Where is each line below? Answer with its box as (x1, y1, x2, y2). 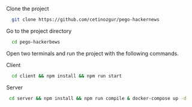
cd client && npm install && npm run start (11, 73, 122, 79)
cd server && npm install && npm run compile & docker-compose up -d (8, 95, 187, 101)
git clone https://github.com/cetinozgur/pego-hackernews (11, 17, 160, 23)
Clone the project (6, 5, 49, 12)
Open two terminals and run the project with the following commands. (6, 50, 179, 57)
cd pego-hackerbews (11, 39, 61, 45)
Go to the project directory (6, 27, 72, 35)
